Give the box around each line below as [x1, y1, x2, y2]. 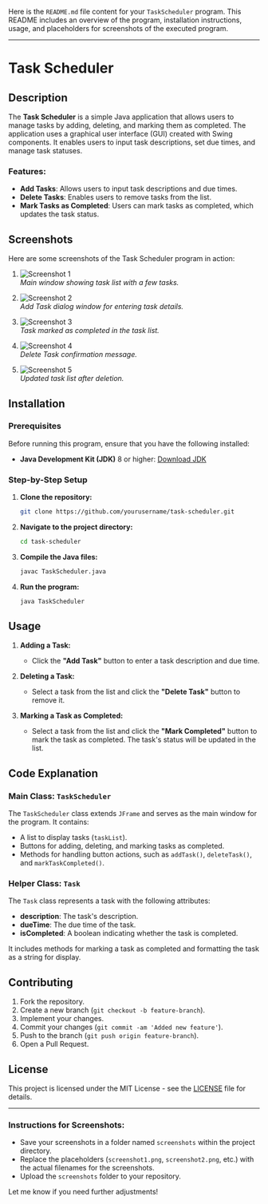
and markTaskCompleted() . [19, 858, 105, 868]
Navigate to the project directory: [19, 522, 133, 532]
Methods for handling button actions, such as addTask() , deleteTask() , [19, 850, 253, 859]
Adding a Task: [19, 640, 71, 650]
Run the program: [19, 582, 80, 592]
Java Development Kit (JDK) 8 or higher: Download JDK [19, 454, 207, 464]
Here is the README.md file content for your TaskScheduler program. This [8, 7, 242, 16]
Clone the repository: [19, 493, 93, 502]
